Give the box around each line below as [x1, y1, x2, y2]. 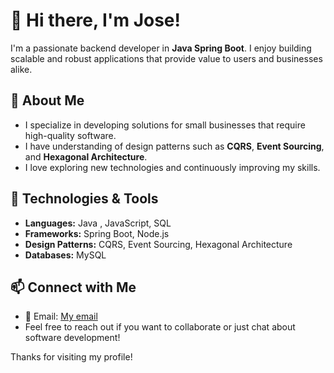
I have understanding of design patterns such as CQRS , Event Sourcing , [24, 140, 325, 152]
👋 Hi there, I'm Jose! [10, 9, 181, 32]
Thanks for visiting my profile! [10, 351, 133, 363]
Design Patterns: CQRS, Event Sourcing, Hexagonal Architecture [24, 238, 293, 250]
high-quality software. [24, 129, 117, 141]
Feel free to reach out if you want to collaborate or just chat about [24, 321, 296, 333]
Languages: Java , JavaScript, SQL [24, 217, 172, 229]
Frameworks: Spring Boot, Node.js [24, 227, 170, 239]
